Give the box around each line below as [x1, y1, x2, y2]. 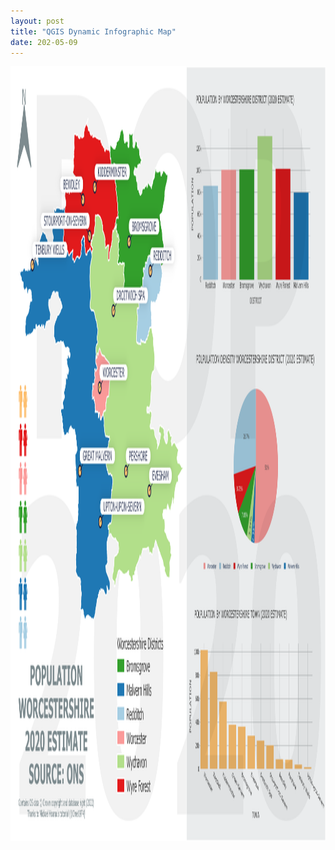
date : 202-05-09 [10, 37, 78, 47]
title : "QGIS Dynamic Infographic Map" [10, 26, 177, 37]
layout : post [10, 16, 65, 26]
